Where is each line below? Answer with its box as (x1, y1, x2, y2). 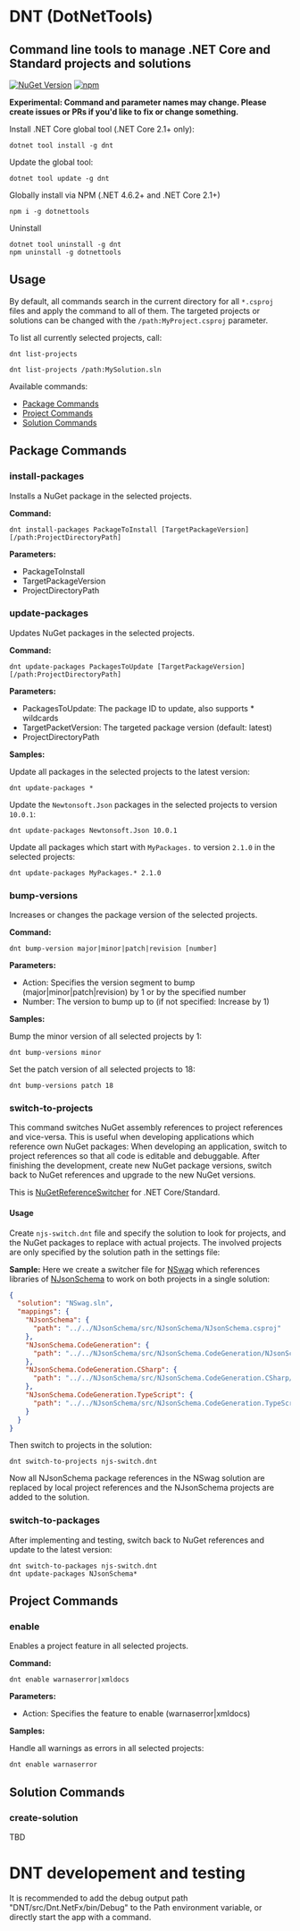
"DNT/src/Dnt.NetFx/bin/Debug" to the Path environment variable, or (9, 1902, 262, 1913)
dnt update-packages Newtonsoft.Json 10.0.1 (9, 826, 178, 835)
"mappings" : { (17, 1307, 70, 1316)
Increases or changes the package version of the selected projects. (9, 910, 258, 921)
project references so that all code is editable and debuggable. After (9, 1151, 261, 1161)
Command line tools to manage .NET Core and (9, 42, 271, 57)
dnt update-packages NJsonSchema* (9, 1569, 138, 1578)
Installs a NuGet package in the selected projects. (9, 490, 192, 501)
